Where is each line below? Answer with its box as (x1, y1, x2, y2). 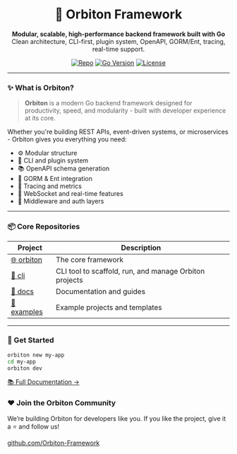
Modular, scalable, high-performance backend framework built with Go (11, 30, 226, 38)
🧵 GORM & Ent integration (17, 175, 93, 183)
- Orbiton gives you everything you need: (7, 135, 127, 144)
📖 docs (11, 286, 34, 296)
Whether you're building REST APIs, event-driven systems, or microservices (7, 127, 229, 136)
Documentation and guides (56, 286, 146, 296)
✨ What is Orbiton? (7, 83, 74, 93)
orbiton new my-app (7, 351, 65, 359)
